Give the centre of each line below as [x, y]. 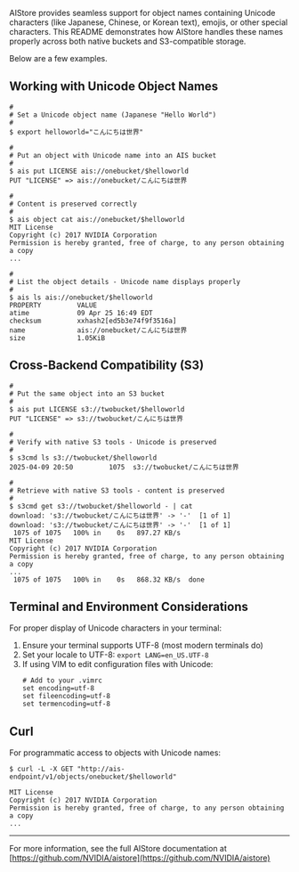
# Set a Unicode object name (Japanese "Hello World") [113, 115]
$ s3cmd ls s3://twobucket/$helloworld [83, 458]
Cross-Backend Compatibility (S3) [107, 366]
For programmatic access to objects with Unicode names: [115, 753]
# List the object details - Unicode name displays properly [125, 281]
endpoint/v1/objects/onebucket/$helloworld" [93, 777]
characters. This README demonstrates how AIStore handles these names [146, 32]
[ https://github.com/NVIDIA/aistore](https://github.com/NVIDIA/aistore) [140, 858]
